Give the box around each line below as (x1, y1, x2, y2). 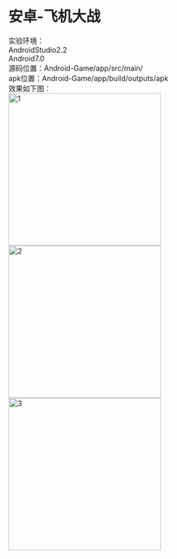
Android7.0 (8, 54, 45, 63)
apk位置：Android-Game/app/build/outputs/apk (8, 73, 169, 83)
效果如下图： (8, 83, 51, 93)
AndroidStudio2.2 (8, 45, 67, 54)
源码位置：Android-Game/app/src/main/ (8, 63, 144, 73)
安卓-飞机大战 (8, 7, 101, 26)
